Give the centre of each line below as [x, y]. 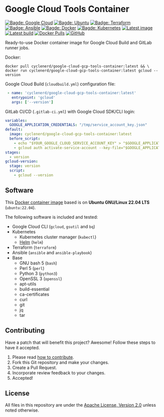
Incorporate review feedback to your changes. [59, 373]
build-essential [34, 289]
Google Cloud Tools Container [67, 9]
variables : [16, 120]
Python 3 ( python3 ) [38, 273]
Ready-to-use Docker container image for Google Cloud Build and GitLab [79, 42]
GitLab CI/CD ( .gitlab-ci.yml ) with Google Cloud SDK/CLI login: [70, 111]
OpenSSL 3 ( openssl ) [41, 279]
